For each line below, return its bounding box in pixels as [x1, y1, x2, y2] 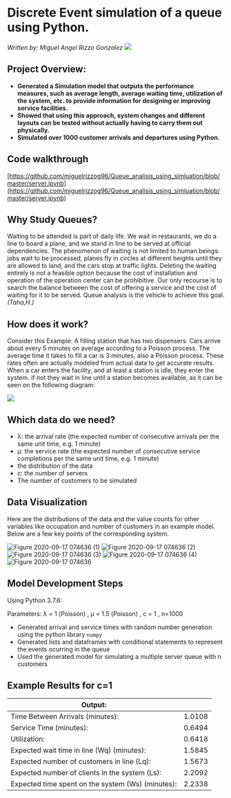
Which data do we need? [7, 414, 116, 426]
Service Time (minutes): [10, 723, 88, 733]
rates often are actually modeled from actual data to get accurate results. [7, 359, 215, 368]
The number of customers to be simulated [17, 476, 137, 484]
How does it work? [7, 318, 89, 330]
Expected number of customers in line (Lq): [10, 756, 152, 766]
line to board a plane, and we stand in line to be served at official [7, 239, 191, 248]
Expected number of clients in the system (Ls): [10, 768, 162, 778]
